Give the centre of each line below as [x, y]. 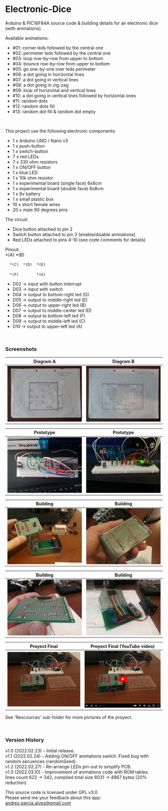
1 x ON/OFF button [31, 167]
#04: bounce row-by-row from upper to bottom [61, 64]
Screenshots [21, 349]
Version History [24, 740]
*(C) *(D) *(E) [28, 264]
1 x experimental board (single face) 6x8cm [57, 183]
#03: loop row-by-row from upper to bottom [58, 58]
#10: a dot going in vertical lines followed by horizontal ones [74, 96]
